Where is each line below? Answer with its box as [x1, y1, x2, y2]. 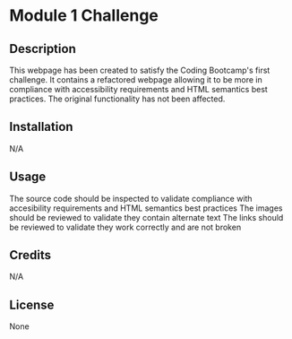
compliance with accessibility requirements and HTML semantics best [9, 84, 269, 94]
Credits [9, 248, 52, 263]
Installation [9, 119, 73, 135]
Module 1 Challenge [9, 5, 159, 26]
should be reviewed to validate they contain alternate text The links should [9, 212, 284, 222]
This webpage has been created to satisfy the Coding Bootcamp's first [9, 65, 271, 75]
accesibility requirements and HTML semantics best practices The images [9, 203, 284, 213]
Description [9, 41, 76, 56]
